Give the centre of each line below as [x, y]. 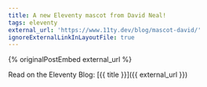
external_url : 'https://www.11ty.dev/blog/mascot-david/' [105, 30]
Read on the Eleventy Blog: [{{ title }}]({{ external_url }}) [98, 74]
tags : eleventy [33, 23]
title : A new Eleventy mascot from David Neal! [87, 15]
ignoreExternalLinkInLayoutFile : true [71, 37]
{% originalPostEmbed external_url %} [70, 60]
